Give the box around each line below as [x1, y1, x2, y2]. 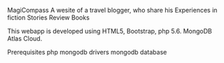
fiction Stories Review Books [7, 13, 90, 22]
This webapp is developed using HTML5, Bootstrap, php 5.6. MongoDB [7, 27, 212, 35]
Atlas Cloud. [7, 34, 43, 43]
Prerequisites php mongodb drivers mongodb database [7, 48, 167, 56]
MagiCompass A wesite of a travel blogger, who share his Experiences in [7, 6, 218, 14]
